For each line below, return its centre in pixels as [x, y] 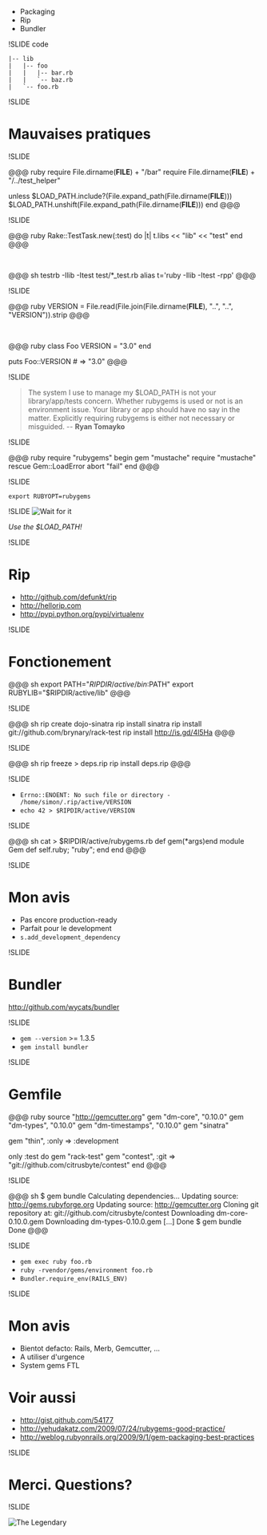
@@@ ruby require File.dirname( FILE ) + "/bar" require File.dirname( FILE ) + [132, 172]
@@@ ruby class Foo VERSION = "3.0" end [80, 346]
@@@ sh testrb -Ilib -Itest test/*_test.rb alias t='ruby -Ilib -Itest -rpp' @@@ [132, 275]
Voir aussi [42, 1397]
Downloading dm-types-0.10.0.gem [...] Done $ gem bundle [143, 1221]
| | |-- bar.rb [41, 73]
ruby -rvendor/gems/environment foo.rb [86, 1270]
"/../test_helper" [34, 180]
